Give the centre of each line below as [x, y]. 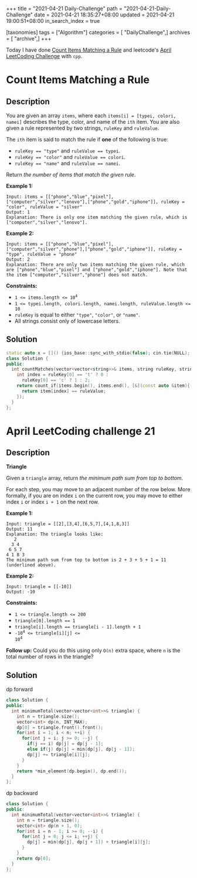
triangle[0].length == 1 [45, 621]
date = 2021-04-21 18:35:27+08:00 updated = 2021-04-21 [104, 15]
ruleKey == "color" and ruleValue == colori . [70, 157]
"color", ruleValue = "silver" [44, 207]
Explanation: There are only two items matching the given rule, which [95, 265]
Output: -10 [21, 592]
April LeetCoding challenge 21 [81, 431]
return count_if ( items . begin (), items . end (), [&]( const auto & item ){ [103, 386]
